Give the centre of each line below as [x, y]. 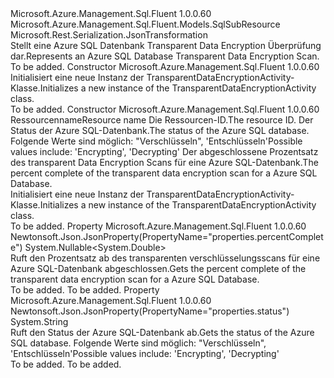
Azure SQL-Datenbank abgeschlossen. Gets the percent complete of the [158, 268]
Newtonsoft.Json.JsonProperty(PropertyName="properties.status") [150, 311]
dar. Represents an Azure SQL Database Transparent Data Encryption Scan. [165, 56]
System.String [39, 321]
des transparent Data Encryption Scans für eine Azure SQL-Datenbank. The [164, 162]
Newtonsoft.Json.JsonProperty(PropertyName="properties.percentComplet [167, 236]
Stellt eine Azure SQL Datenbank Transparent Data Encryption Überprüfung [166, 45]
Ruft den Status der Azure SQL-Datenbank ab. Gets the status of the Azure [162, 332]
